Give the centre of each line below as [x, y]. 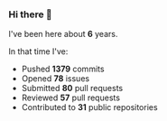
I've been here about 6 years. [63, 34]
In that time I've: [38, 51]
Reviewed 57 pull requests [71, 98]
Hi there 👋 [31, 14]
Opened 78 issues [56, 79]
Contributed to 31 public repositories [90, 107]
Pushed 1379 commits [63, 69]
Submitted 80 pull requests [72, 88]
